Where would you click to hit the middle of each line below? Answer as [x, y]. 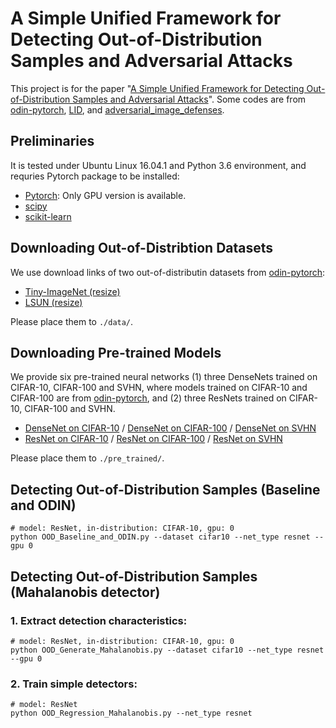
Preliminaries [52, 141]
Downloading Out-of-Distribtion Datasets [142, 248]
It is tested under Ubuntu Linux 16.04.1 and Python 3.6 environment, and [158, 165]
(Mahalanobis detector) [85, 592]
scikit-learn [48, 216]
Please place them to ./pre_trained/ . [87, 458]
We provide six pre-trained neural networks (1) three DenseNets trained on [164, 377]
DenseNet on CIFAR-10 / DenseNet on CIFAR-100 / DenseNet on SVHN [170, 428]
